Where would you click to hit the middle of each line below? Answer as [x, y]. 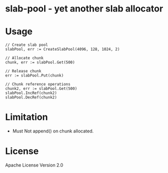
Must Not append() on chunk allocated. [53, 131]
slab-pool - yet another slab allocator [84, 9]
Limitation [27, 117]
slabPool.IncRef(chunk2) [31, 93]
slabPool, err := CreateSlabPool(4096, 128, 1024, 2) [63, 49]
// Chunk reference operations [38, 84]
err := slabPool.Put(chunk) [35, 75]
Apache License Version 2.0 [34, 165]
